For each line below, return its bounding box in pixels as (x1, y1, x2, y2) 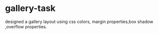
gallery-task (5, 3, 56, 14)
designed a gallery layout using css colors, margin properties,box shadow (5, 19, 154, 24)
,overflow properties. (5, 23, 47, 29)
